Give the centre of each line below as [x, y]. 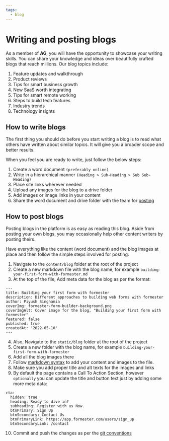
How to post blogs [35, 216]
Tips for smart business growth [45, 85]
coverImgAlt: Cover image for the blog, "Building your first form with [83, 311]
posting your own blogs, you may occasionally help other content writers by [84, 234]
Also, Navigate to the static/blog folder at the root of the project [80, 342]
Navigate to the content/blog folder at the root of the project [75, 264]
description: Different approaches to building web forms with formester [85, 298]
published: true [23, 324]
